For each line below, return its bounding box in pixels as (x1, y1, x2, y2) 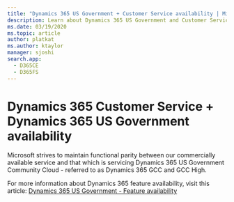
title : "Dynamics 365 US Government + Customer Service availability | (7, 10, 219, 17)
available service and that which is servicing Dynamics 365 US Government (7, 158, 225, 167)
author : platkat (7, 36, 54, 43)
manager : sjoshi (7, 49, 54, 56)
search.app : (7, 56, 42, 63)
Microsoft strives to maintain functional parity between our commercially (7, 151, 216, 160)
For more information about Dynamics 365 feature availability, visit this (7, 179, 210, 188)
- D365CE (13, 62, 39, 69)
